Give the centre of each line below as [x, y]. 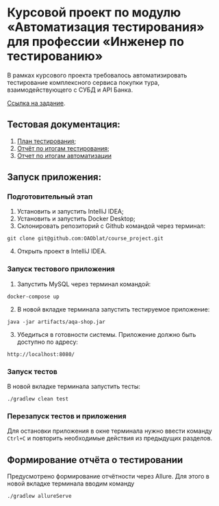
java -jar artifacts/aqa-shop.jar [56, 322]
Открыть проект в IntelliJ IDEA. [62, 251]
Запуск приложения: [54, 177]
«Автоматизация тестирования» [106, 27]
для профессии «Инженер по [96, 42]
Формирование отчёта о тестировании [95, 460]
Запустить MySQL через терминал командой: [84, 284]
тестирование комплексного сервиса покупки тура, [83, 82]
